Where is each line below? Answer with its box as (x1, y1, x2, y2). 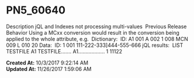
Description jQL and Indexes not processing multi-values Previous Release (6, 23, 187, 30)
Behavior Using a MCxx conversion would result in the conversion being (6, 29, 180, 36)
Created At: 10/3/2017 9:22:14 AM (6, 59, 89, 66)
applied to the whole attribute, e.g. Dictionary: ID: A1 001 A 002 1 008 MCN (6, 35, 189, 42)
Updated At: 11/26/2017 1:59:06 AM (6, 65, 92, 72)
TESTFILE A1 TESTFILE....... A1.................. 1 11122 (6, 48, 123, 55)
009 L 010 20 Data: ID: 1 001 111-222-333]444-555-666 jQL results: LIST (6, 42, 183, 49)
